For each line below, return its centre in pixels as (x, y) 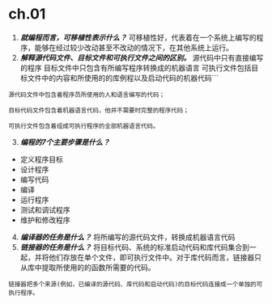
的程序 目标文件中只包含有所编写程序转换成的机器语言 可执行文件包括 (136, 68)
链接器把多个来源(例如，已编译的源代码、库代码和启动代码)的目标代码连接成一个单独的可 (136, 284)
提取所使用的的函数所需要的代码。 (98, 267)
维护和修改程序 (45, 220)
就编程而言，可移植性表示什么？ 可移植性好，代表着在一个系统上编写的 (138, 37)
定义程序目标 (41, 159)
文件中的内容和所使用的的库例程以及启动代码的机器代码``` (123, 78)
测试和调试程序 (45, 209)
